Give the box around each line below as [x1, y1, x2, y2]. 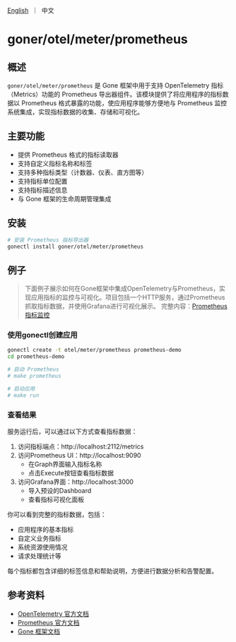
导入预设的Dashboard [28, 487, 92, 495]
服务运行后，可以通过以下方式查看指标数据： [7, 427, 138, 436]
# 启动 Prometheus [7, 366, 59, 373]
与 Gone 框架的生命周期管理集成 [17, 194, 112, 203]
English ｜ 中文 [7, 6, 54, 14]
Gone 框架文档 [17, 627, 61, 636]
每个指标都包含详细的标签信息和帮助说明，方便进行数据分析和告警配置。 [7, 567, 218, 576]
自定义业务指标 [17, 534, 61, 542]
